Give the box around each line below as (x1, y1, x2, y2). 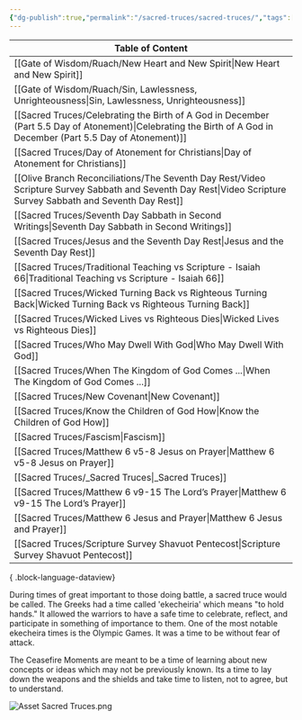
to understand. (9, 683, 65, 694)
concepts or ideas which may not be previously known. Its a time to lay (9, 663, 272, 675)
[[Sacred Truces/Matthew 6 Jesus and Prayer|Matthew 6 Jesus (13, 511, 283, 524)
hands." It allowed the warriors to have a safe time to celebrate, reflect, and (9, 608, 289, 619)
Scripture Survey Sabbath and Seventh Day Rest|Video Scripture (13, 183, 287, 195)
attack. (9, 636, 35, 648)
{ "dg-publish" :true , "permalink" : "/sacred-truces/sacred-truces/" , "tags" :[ (9, 13, 296, 22)
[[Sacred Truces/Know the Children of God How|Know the (13, 404, 260, 417)
